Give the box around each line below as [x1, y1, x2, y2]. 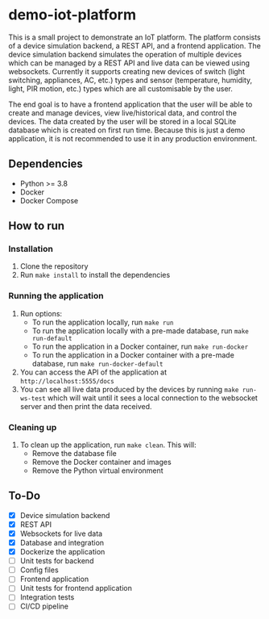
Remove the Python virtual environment [31, 466, 163, 475]
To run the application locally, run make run [31, 317, 174, 327]
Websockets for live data [19, 529, 103, 538]
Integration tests [19, 592, 75, 602]
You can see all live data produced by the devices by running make [19, 384, 239, 394]
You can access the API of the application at [19, 367, 168, 377]
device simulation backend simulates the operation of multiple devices [8, 49, 242, 59]
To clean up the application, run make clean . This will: [19, 440, 197, 450]
